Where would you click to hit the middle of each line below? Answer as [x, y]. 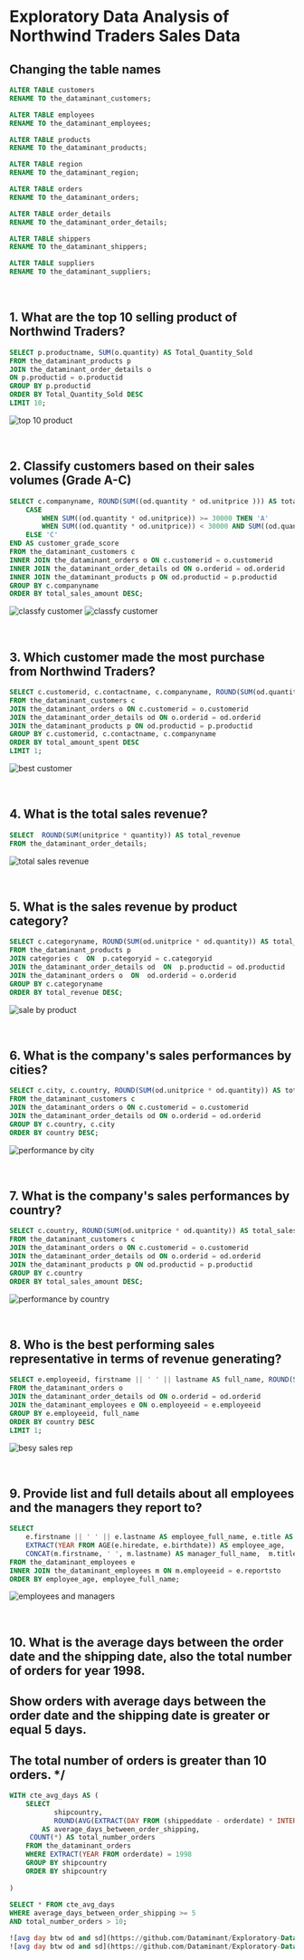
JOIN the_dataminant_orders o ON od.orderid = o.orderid [123, 975]
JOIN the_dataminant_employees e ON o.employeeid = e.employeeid [135, 1405]
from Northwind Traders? [82, 671]
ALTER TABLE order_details [60, 214]
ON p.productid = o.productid [66, 378]
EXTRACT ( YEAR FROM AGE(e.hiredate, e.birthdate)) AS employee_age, [155, 1545]
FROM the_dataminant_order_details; [78, 844]
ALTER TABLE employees [52, 115]
